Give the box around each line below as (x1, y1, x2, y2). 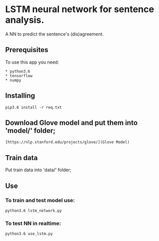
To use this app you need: (5, 59, 59, 65)
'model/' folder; (5, 126, 56, 135)
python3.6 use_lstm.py (5, 231, 53, 236)
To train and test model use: (5, 197, 75, 204)
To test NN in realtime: (5, 220, 62, 227)
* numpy (5, 77, 22, 83)
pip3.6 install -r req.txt (5, 105, 62, 110)
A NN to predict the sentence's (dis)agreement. (5, 31, 104, 37)
